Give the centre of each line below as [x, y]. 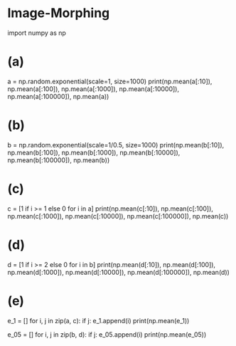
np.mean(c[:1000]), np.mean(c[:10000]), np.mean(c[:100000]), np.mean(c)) [118, 216]
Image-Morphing [59, 13]
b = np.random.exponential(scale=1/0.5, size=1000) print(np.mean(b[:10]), [116, 145]
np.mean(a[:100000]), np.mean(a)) [58, 96]
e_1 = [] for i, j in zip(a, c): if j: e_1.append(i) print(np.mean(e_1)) [98, 320]
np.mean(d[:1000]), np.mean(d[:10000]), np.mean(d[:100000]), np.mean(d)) [118, 272]
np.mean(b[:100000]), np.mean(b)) [59, 160]
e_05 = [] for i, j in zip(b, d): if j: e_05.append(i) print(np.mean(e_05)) [107, 334]
